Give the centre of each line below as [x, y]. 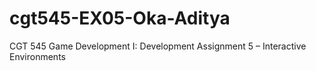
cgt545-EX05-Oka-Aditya [120, 18]
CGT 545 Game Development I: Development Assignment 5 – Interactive [158, 46]
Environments [37, 56]
